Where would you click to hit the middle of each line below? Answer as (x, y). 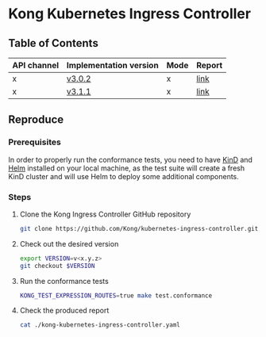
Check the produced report (64, 311)
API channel (36, 65)
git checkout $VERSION (57, 266)
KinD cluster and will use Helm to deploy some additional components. (124, 176)
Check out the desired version (69, 243)
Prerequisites (35, 142)
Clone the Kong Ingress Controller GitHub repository (105, 214)
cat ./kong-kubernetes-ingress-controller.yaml (100, 325)
